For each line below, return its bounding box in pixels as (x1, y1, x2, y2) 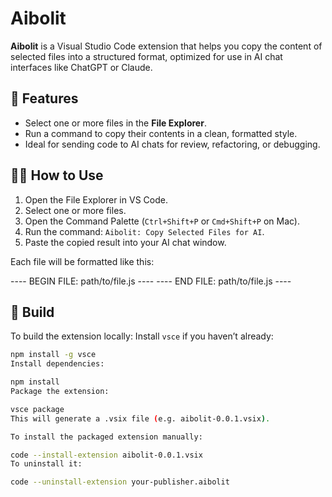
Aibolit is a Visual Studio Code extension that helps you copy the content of (10, 40, 323, 52)
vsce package (10, 404, 65, 414)
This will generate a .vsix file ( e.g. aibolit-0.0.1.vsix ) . (10, 413, 271, 424)
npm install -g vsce (10, 350, 97, 360)
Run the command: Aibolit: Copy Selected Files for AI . (24, 225, 265, 237)
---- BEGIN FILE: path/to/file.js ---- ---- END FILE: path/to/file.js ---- (10, 275, 292, 287)
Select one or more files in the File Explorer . (24, 117, 207, 129)
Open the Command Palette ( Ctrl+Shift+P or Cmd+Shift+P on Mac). (24, 215, 301, 227)
